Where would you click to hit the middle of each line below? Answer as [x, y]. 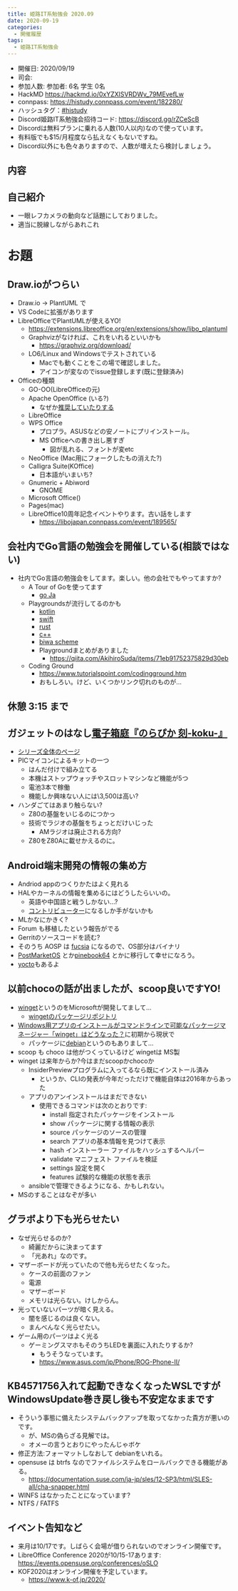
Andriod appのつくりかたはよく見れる [73, 884]
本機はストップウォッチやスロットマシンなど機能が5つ [108, 778]
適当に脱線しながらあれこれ [58, 225]
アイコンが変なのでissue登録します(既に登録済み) [111, 372]
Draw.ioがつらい [43, 284]
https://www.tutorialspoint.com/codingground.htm [113, 673]
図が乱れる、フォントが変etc [92, 449]
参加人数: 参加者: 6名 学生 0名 [61, 86]
